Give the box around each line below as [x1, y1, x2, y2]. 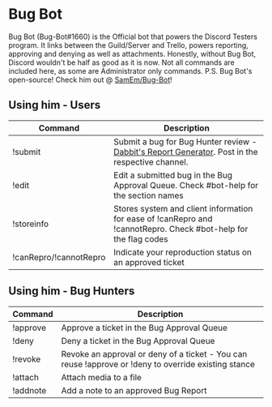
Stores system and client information [113, 203, 253, 214]
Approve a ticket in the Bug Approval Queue [61, 322, 228, 333]
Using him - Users [8, 98, 101, 112]
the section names [113, 190, 184, 201]
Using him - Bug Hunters [8, 285, 135, 298]
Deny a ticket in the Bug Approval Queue [61, 335, 215, 346]
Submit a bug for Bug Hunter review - [113, 135, 257, 147]
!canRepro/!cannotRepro [12, 251, 106, 263]
